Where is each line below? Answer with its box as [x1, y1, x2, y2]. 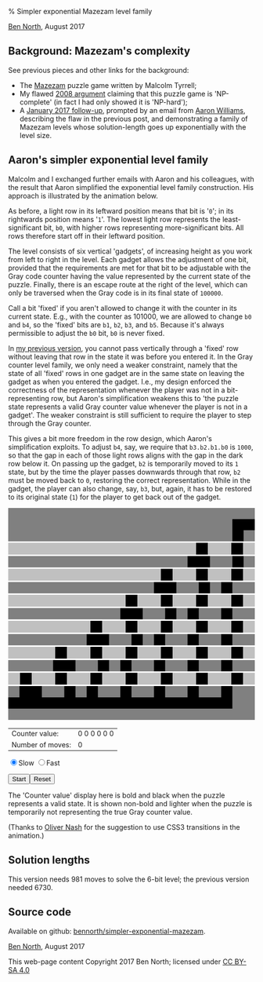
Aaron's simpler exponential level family [8, 153, 209, 167]
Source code [8, 906, 72, 919]
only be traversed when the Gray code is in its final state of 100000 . [8, 288, 223, 298]
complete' [19, 97, 52, 107]
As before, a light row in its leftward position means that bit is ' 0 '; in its [8, 206, 234, 215]
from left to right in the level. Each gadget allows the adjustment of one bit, [8, 254, 249, 264]
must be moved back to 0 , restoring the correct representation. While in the [8, 475, 250, 485]
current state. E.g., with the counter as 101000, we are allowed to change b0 [8, 312, 252, 321]
